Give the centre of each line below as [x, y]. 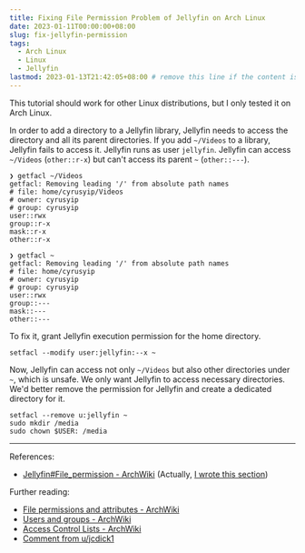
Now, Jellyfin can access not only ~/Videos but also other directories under [150, 369]
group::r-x [30, 224]
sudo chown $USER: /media [58, 431]
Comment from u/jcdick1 [69, 538]
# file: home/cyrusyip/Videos [67, 192]
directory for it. [37, 398]
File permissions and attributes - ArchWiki [101, 509]
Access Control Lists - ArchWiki [82, 528]
